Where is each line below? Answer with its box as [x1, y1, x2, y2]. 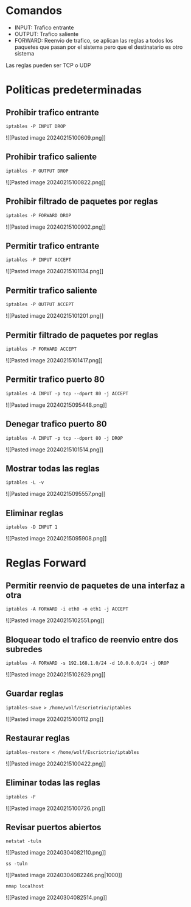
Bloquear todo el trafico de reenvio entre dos [5, 634, 179, 645]
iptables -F [5, 794, 36, 800]
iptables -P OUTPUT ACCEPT [5, 301, 74, 308]
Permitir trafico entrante [5, 240, 100, 251]
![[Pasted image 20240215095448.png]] [5, 401, 107, 409]
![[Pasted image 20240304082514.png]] [5, 894, 108, 902]
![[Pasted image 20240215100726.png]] [5, 805, 106, 812]
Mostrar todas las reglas [5, 464, 100, 474]
